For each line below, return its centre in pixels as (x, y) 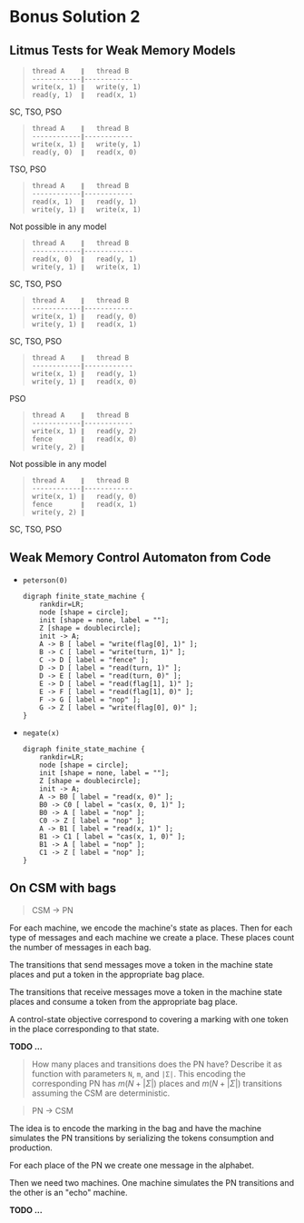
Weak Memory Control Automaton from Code (140, 557)
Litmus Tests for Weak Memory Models (123, 50)
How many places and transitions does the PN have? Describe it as (157, 1064)
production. (31, 1148)
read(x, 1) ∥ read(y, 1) (84, 202)
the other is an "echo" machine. (69, 1192)
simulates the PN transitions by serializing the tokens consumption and (142, 1138)
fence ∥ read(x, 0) (84, 439)
